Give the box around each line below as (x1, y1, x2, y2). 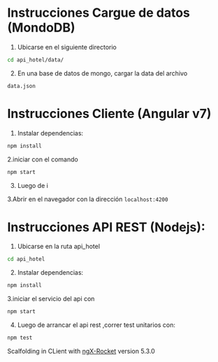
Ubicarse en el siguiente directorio (17, 43, 117, 51)
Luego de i (17, 181, 49, 189)
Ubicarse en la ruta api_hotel (17, 242, 100, 251)
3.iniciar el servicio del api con (7, 295, 95, 303)
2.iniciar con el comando (7, 155, 78, 164)
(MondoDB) (7, 20, 75, 36)
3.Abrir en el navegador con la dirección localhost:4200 (7, 194, 168, 203)
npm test (7, 334, 33, 342)
